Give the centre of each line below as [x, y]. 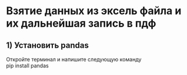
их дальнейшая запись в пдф [81, 23]
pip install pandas [27, 66]
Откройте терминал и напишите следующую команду [74, 59]
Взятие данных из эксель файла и [94, 11]
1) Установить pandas [48, 45]
